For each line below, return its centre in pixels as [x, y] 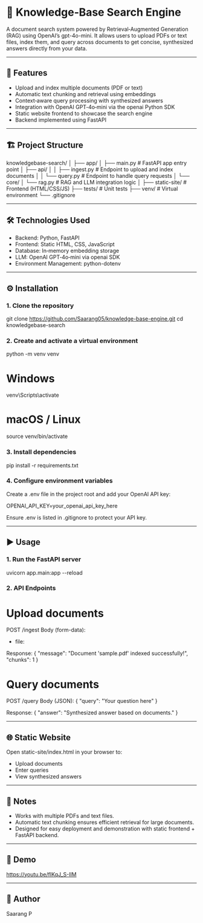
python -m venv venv [33, 354]
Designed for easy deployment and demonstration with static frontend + [105, 829]
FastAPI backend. [37, 835]
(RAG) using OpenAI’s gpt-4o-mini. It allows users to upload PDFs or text [97, 35]
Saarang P [19, 913]
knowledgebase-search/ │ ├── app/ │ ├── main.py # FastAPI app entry [97, 163]
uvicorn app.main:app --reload [44, 572]
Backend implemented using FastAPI [61, 120]
